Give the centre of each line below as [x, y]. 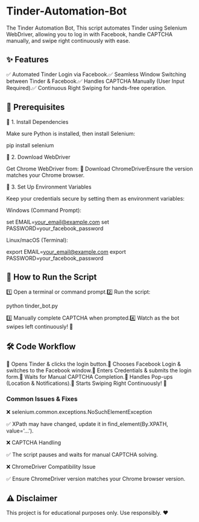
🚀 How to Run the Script [52, 277]
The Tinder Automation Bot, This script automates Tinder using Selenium [97, 28]
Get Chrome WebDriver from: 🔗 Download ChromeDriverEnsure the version [99, 169]
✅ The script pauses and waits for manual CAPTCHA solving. [82, 455]
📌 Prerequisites [36, 107]
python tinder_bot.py [32, 306]
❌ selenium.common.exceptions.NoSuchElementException [79, 412]
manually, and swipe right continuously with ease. [68, 40]
